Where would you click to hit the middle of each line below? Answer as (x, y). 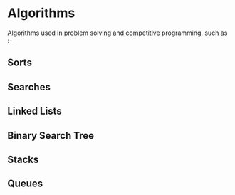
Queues (25, 184)
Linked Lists (35, 111)
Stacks (23, 159)
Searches (29, 87)
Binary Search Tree (51, 136)
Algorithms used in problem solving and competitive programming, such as (117, 33)
